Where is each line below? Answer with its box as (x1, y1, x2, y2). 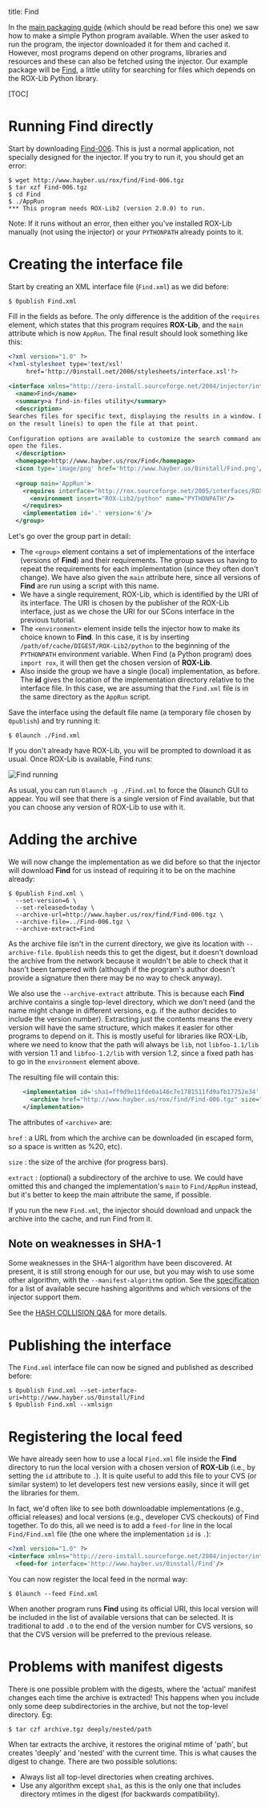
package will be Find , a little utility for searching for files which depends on (8, 65, 256, 75)
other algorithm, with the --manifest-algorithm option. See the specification (8, 1275, 259, 1285)
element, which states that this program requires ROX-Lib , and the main (8, 320, 244, 329)
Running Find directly (8, 117, 154, 136)
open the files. (8, 442, 62, 451)
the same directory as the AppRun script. (19, 692, 151, 701)
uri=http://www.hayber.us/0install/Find (8, 1393, 146, 1402)
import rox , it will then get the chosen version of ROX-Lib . (19, 658, 212, 667)
